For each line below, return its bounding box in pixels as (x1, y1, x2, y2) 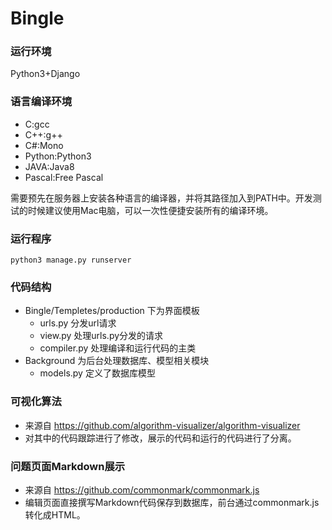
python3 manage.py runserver (10, 255, 132, 266)
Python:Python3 (24, 150, 92, 162)
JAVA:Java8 (24, 160, 75, 172)
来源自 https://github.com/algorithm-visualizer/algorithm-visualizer (24, 419, 301, 431)
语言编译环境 (10, 95, 73, 109)
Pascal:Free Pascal (24, 171, 104, 183)
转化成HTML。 (24, 508, 86, 521)
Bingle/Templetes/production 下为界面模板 (24, 305, 200, 317)
